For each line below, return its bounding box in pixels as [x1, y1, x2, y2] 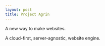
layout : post [5, 7, 32, 12]
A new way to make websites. [5, 25, 66, 31]
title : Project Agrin [5, 12, 50, 17]
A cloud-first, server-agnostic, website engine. [5, 35, 101, 41]
